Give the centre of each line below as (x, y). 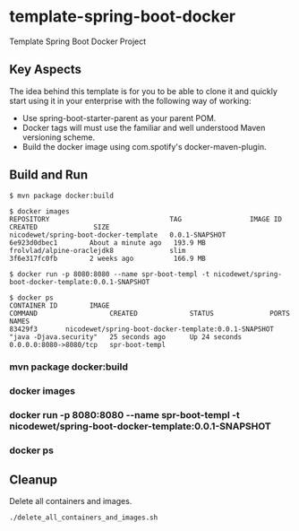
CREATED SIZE (60, 227)
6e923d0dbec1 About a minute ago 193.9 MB (107, 243)
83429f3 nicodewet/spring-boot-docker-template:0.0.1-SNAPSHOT (142, 329)
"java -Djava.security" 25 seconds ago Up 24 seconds (126, 337)
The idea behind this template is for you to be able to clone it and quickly (143, 91)
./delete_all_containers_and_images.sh (84, 518)
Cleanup (34, 479)
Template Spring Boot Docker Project (78, 41)
